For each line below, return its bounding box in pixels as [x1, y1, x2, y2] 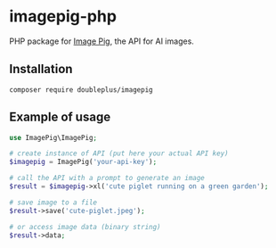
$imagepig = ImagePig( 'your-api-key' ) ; [9, 158, 158, 167]
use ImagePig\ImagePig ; [9, 133, 98, 142]
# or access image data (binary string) [9, 222, 162, 231]
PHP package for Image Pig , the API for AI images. [9, 36, 194, 46]
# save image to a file [9, 198, 98, 207]
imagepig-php [9, 6, 118, 27]
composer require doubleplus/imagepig [9, 85, 153, 95]
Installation [9, 62, 73, 77]
